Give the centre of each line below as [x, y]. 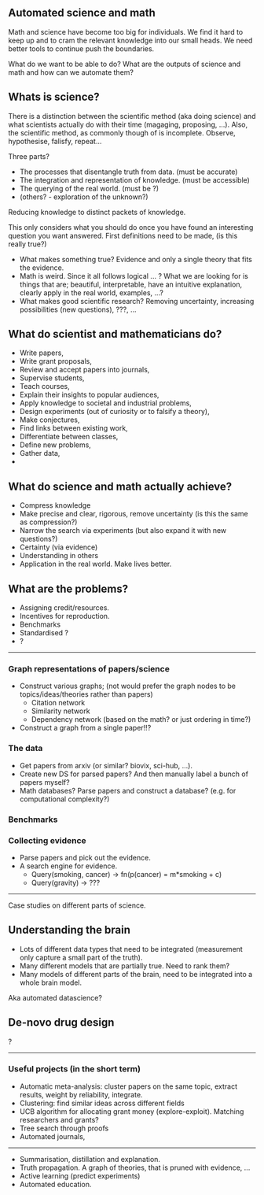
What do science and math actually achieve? [120, 486]
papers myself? [44, 782]
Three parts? [29, 156]
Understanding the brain [70, 930]
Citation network [58, 703]
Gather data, [40, 453]
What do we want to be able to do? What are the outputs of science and [125, 64]
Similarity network [60, 711]
